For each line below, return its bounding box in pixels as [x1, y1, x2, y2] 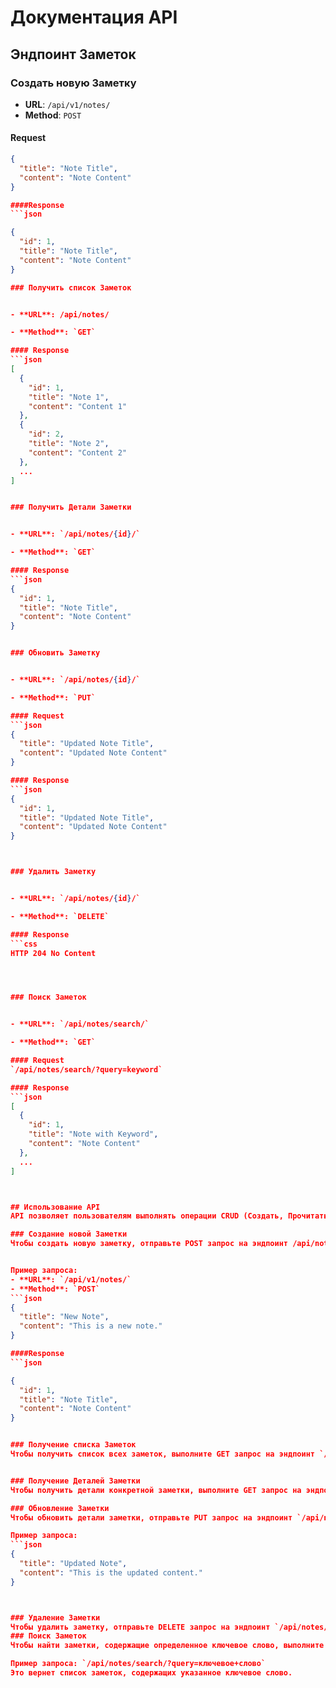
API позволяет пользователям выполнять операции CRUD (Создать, [10, 1211, 284, 1221]
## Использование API [10, 1202, 101, 1212]
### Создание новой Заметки [10, 1229, 128, 1240]
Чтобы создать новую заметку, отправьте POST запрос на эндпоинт [10, 1239, 289, 1249]
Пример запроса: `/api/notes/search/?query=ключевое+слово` [10, 1659, 267, 1669]
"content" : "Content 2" [28, 447, 128, 458]
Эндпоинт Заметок [10, 46, 137, 63]
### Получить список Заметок [10, 282, 132, 293]
